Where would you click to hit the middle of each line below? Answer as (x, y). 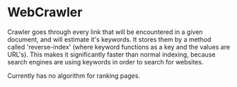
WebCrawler (45, 12)
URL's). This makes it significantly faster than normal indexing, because (111, 54)
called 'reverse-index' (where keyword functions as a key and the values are (119, 47)
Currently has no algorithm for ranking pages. (74, 76)
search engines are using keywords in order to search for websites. (105, 62)
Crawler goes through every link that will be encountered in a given (105, 32)
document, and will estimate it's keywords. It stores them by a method (109, 39)
